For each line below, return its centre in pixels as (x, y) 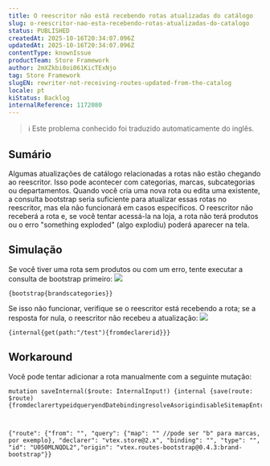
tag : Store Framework (45, 75)
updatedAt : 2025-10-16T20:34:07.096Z (72, 46)
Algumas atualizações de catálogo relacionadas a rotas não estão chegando (135, 173)
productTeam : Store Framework (59, 61)
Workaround (41, 357)
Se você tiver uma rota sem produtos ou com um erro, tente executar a (126, 269)
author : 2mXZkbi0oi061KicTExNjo (62, 68)
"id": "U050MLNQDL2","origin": (61, 447)
